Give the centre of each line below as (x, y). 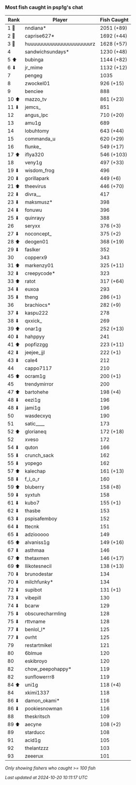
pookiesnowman (44, 709)
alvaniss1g (37, 542)
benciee (34, 92)
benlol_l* (35, 630)
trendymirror (39, 384)
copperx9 (36, 258)
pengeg (34, 75)
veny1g (33, 163)
